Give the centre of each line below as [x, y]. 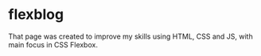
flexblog [36, 15]
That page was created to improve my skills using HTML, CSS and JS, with [130, 36]
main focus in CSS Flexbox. [53, 44]
